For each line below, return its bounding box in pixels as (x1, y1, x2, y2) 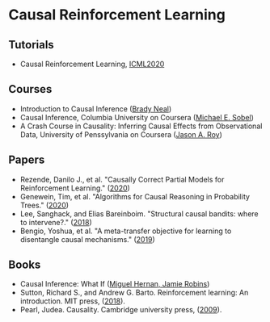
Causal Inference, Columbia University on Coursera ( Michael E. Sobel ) (19, 112, 255, 122)
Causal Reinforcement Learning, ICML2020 (19, 59, 165, 69)
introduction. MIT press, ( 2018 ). (19, 296, 125, 306)
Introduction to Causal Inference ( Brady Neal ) (19, 103, 172, 114)
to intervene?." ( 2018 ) (19, 217, 92, 227)
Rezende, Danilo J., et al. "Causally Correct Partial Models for (19, 174, 225, 184)
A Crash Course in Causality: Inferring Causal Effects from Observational (19, 121, 263, 131)
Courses (8, 82, 53, 96)
